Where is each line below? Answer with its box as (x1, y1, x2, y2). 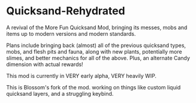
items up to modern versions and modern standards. (6, 30, 136, 37)
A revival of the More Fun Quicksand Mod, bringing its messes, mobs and (6, 24, 188, 31)
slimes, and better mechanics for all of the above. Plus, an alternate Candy (6, 54, 191, 61)
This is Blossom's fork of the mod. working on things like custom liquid (6, 83, 181, 90)
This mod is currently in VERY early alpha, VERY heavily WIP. (6, 72, 157, 79)
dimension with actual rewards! (6, 61, 83, 68)
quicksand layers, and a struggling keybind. (6, 90, 114, 97)
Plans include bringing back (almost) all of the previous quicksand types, (6, 42, 186, 49)
